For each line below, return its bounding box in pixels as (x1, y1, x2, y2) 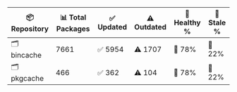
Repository (11, 24, 49, 34)
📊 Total (59, 12, 87, 22)
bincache (11, 51, 42, 60)
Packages (56, 24, 90, 34)
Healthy (174, 18, 201, 27)
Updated (97, 22, 128, 32)
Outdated (133, 22, 167, 32)
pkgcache (11, 74, 44, 83)
